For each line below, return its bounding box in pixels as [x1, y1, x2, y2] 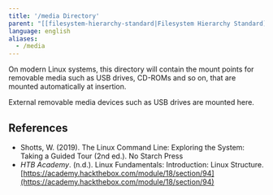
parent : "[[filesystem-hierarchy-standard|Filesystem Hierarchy [8, 19, 231, 28]
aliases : [8, 34, 38, 43]
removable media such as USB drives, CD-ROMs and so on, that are [8, 73, 236, 83]
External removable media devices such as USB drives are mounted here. [8, 97, 254, 107]
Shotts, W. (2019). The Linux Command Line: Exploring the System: [19, 142, 245, 152]
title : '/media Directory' [8, 11, 100, 20]
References [8, 121, 68, 135]
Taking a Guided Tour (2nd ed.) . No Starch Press [19, 151, 184, 161]
